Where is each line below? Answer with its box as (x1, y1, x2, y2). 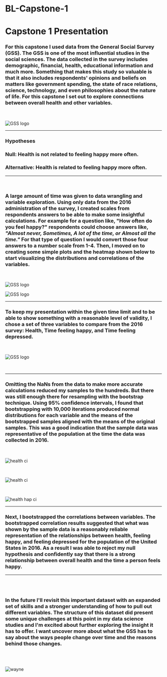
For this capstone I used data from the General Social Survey (5, 43, 155, 50)
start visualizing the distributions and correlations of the (5, 254, 145, 261)
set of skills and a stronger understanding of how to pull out (5, 602, 153, 609)
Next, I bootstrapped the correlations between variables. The (5, 513, 156, 520)
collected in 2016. (5, 437, 49, 444)
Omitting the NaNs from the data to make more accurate (5, 381, 143, 388)
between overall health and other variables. (5, 99, 113, 106)
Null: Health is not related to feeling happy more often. (5, 151, 139, 158)
